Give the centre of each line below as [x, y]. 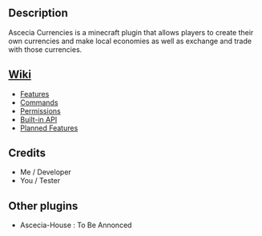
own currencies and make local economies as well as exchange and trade [130, 41]
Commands [39, 102]
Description [38, 13]
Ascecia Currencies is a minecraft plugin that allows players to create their [131, 32]
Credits [27, 153]
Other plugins [43, 206]
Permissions [40, 110]
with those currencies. [45, 49]
